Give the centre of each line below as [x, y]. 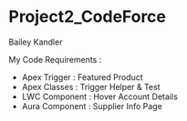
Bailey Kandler [36, 42]
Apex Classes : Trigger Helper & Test [91, 86]
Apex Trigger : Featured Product [82, 77]
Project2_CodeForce [87, 17]
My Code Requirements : [55, 59]
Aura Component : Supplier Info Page [92, 106]
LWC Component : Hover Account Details [100, 96]
